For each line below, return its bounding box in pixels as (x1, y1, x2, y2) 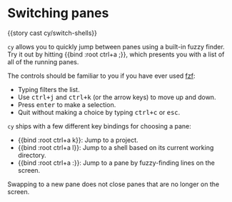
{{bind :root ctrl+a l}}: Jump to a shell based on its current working (17, 143, 214, 151)
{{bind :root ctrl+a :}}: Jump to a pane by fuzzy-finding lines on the (17, 158, 216, 167)
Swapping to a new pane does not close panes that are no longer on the (7, 180, 220, 188)
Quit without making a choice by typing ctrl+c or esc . (17, 108, 181, 116)
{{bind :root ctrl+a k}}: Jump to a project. (17, 136, 138, 144)
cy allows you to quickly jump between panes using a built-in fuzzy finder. (7, 42, 225, 51)
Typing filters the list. (17, 85, 80, 94)
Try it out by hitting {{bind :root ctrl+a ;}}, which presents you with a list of (7, 50, 225, 59)
